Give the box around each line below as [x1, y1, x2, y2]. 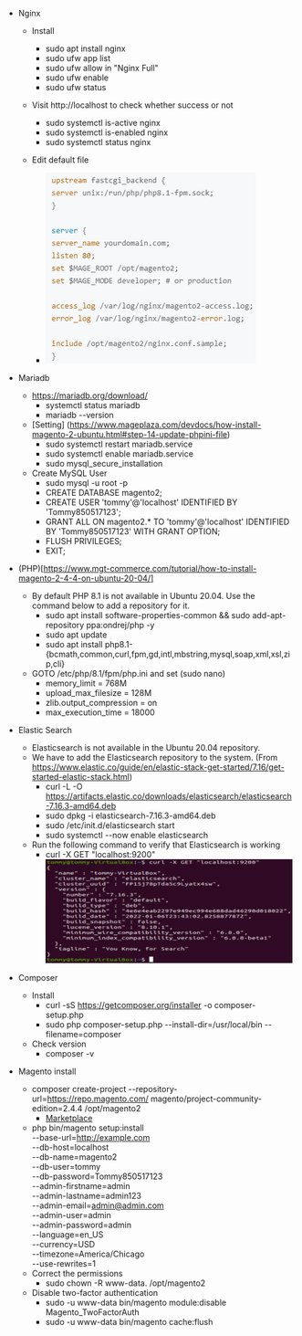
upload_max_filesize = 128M [45, 688, 152, 698]
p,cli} [45, 658, 66, 669]
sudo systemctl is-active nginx [45, 118, 161, 128]
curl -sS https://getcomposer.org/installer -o [45, 999, 213, 1010]
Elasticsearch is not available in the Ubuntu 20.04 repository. [31, 742, 261, 752]
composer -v [45, 1047, 95, 1058]
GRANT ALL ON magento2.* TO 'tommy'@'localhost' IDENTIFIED [45, 516, 290, 527]
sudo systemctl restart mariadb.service [45, 438, 193, 449]
